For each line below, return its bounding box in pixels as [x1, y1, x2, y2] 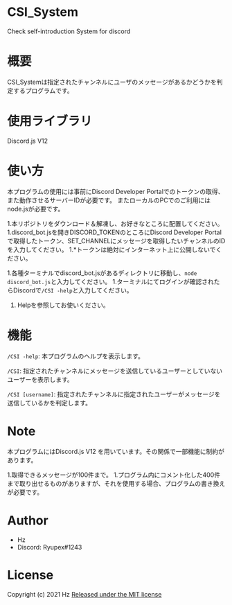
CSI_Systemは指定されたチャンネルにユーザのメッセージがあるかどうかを [7, 78, 217, 86]
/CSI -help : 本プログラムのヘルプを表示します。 [7, 351, 144, 360]
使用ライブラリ [7, 114, 93, 129]
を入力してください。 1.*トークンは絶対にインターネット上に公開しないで [7, 245, 216, 254]
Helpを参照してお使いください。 [17, 301, 109, 309]
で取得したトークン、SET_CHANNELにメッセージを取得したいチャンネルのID [7, 236, 226, 245]
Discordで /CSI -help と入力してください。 [12, 286, 133, 295]
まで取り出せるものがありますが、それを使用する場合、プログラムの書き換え [7, 479, 226, 487]
